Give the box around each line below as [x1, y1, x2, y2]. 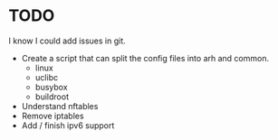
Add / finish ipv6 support [21, 119, 115, 131]
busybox [34, 81, 69, 92]
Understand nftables [21, 100, 99, 111]
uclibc [34, 71, 59, 82]
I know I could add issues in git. [8, 35, 126, 46]
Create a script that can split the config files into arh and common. [21, 52, 269, 63]
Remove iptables [21, 110, 84, 121]
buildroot [34, 91, 70, 102]
